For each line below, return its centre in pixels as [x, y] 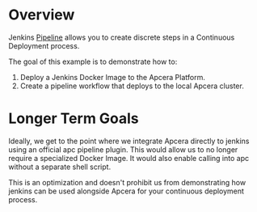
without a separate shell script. [60, 167]
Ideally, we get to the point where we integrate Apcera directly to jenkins [129, 141]
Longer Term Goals [74, 119]
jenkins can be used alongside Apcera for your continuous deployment [126, 191]
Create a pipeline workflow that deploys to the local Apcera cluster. [132, 86]
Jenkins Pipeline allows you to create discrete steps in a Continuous [122, 37]
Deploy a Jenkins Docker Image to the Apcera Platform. [113, 77]
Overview [42, 15]
